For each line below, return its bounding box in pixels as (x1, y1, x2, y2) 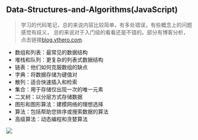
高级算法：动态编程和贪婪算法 (14, 115, 88, 122)
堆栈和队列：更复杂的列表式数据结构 (14, 56, 104, 63)
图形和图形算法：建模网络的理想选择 (14, 100, 104, 107)
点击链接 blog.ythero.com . (20, 36, 84, 43)
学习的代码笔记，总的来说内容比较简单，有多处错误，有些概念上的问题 (20, 21, 193, 28)
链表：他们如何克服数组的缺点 (14, 63, 88, 71)
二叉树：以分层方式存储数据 (14, 93, 83, 100)
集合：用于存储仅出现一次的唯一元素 (14, 85, 104, 93)
